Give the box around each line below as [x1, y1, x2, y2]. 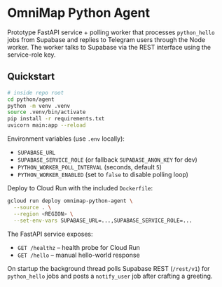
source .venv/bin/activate [7, 108, 86, 116]
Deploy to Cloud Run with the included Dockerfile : [7, 184, 153, 192]
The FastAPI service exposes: [7, 230, 93, 238]
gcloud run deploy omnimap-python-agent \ [7, 197, 133, 204]
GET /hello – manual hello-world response [17, 251, 140, 259]
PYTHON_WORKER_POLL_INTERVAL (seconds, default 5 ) [17, 163, 162, 171]
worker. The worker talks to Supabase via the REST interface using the [7, 43, 211, 51]
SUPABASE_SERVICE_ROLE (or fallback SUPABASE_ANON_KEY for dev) [17, 155, 197, 164]
